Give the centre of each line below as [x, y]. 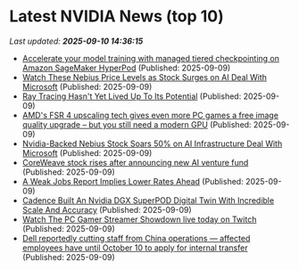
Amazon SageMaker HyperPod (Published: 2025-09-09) [126, 68]
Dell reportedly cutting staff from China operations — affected [136, 238]
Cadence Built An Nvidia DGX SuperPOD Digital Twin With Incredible [148, 200]
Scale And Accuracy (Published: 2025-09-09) [107, 209]
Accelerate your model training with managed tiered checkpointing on [150, 58]
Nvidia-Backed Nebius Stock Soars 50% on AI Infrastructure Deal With [152, 143]
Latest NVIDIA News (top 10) [117, 16]
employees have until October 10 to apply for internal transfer [135, 248]
